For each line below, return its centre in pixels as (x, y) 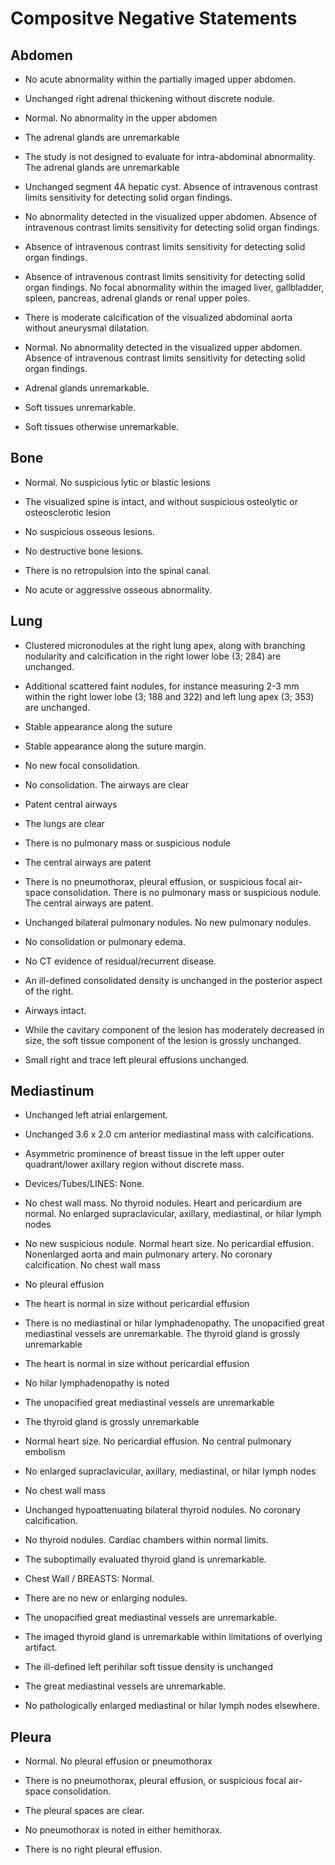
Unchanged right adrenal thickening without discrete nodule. (149, 98)
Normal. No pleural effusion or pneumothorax (118, 1761)
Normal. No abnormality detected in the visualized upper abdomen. (163, 347)
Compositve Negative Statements (154, 18)
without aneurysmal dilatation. (87, 328)
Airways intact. (55, 1010)
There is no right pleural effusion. (93, 1849)
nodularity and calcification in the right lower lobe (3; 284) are (153, 656)
